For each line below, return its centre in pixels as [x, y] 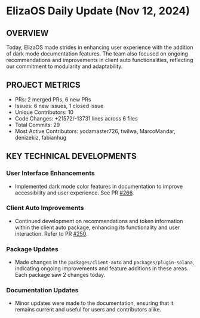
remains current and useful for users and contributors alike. [88, 310]
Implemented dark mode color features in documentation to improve [99, 186]
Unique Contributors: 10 [44, 112]
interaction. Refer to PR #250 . [51, 233]
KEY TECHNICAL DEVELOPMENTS [71, 156]
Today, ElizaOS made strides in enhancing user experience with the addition [100, 47]
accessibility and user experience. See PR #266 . [74, 193]
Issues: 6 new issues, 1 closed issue [59, 106]
